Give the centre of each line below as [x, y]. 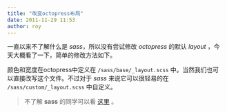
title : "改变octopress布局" [46, 13]
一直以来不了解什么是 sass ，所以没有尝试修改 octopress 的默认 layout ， [110, 47]
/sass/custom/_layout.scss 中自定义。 [62, 87]
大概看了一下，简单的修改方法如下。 [64, 55]
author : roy [24, 26]
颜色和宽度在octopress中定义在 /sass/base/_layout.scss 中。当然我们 [107, 70]
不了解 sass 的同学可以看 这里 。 [71, 102]
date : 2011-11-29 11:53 [41, 20]
